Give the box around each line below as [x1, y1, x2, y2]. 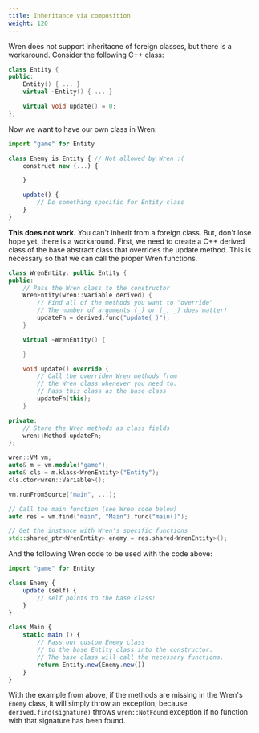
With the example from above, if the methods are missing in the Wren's [8, 690, 243, 700]
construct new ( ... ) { [22, 162, 99, 170]
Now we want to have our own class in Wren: [8, 124, 157, 133]
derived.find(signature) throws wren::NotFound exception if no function [8, 707, 249, 717]
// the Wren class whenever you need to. [37, 379, 178, 388]
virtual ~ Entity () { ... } [22, 88, 113, 96]
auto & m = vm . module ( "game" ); [8, 461, 110, 469]
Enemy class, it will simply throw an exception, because [8, 698, 188, 708]
